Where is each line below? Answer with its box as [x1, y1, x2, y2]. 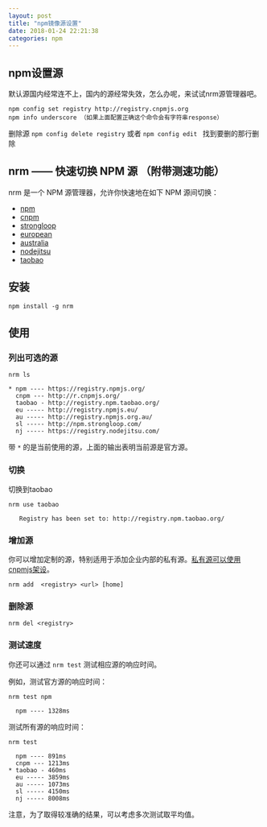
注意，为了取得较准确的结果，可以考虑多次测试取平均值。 [8, 809, 199, 819]
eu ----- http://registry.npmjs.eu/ [15, 406, 138, 415]
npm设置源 [8, 66, 64, 80]
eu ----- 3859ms [15, 773, 70, 781]
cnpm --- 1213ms [15, 759, 70, 767]
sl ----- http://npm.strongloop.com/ [15, 420, 142, 428]
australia [19, 238, 49, 247]
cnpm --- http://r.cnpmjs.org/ [15, 392, 121, 400]
